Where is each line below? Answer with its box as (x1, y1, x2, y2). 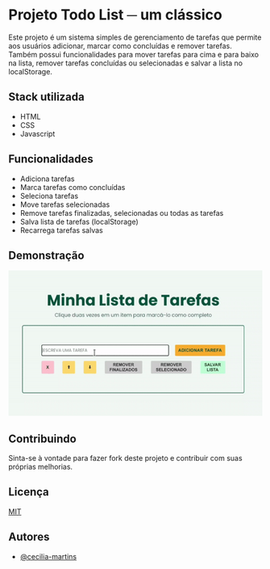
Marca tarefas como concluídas (19, 182, 126, 192)
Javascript (19, 129, 56, 138)
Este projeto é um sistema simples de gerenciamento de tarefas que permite (8, 32, 262, 42)
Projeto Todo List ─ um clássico (8, 6, 223, 24)
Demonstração (8, 248, 85, 262)
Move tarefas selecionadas (19, 200, 110, 209)
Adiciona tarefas (19, 174, 75, 183)
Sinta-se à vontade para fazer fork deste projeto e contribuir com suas (8, 453, 243, 463)
